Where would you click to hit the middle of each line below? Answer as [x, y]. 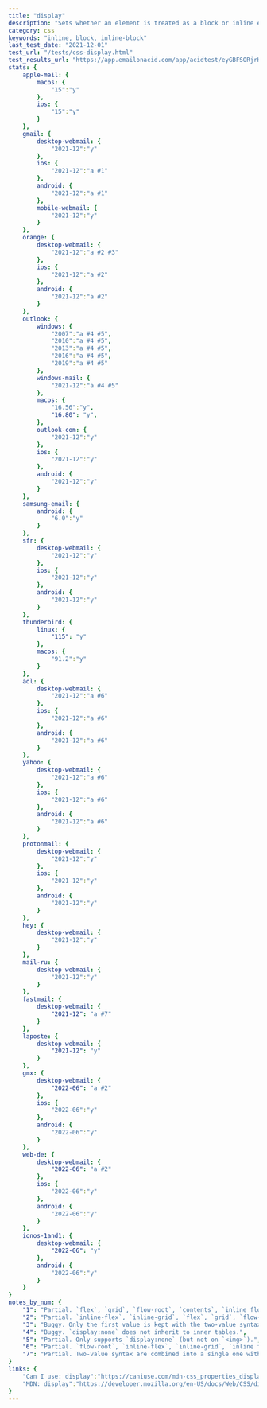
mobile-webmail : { [67, 208]
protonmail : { [46, 844]
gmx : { [33, 1073]
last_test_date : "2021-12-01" [58, 45]
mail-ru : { [41, 962]
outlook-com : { [62, 430]
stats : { [23, 68]
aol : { [33, 681]
